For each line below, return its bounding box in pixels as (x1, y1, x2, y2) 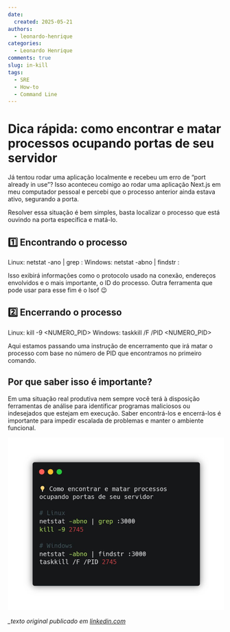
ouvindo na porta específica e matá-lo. (8, 216, 118, 224)
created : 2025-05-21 (14, 18, 73, 25)
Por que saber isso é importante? (8, 376, 153, 388)
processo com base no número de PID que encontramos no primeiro (8, 349, 202, 357)
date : (8, 11, 23, 18)
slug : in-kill (8, 62, 49, 69)
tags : (8, 69, 23, 76)
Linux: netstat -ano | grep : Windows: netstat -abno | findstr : (8, 258, 180, 266)
